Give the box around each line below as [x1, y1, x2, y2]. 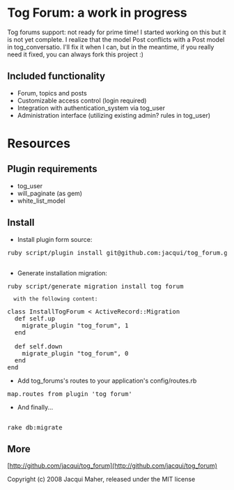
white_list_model [17, 197, 65, 205]
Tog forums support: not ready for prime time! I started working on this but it [7, 28, 226, 36]
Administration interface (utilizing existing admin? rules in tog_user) [17, 111, 211, 119]
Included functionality [7, 70, 106, 82]
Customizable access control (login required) [17, 96, 147, 105]
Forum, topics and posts [17, 89, 87, 97]
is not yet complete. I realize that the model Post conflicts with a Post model [7, 35, 225, 43]
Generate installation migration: [17, 268, 108, 277]
